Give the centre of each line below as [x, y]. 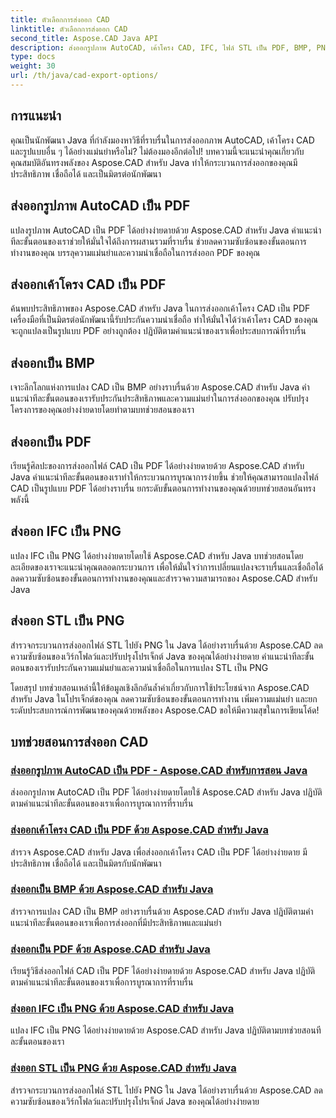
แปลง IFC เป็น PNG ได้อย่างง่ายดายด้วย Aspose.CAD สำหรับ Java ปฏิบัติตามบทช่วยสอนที [166, 1030]
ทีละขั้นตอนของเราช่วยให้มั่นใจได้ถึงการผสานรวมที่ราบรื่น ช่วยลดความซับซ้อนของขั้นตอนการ [158, 241]
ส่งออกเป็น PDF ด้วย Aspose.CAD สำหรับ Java [110, 949]
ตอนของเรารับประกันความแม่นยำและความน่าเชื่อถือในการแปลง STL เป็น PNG [139, 667]
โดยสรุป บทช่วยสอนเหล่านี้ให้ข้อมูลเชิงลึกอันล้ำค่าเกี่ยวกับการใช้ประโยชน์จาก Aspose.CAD [160, 687]
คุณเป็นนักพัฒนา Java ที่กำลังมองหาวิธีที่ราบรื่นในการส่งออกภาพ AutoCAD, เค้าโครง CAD [162, 140]
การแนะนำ [36, 116]
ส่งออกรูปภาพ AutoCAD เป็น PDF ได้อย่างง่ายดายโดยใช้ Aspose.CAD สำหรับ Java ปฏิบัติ [166, 792]
